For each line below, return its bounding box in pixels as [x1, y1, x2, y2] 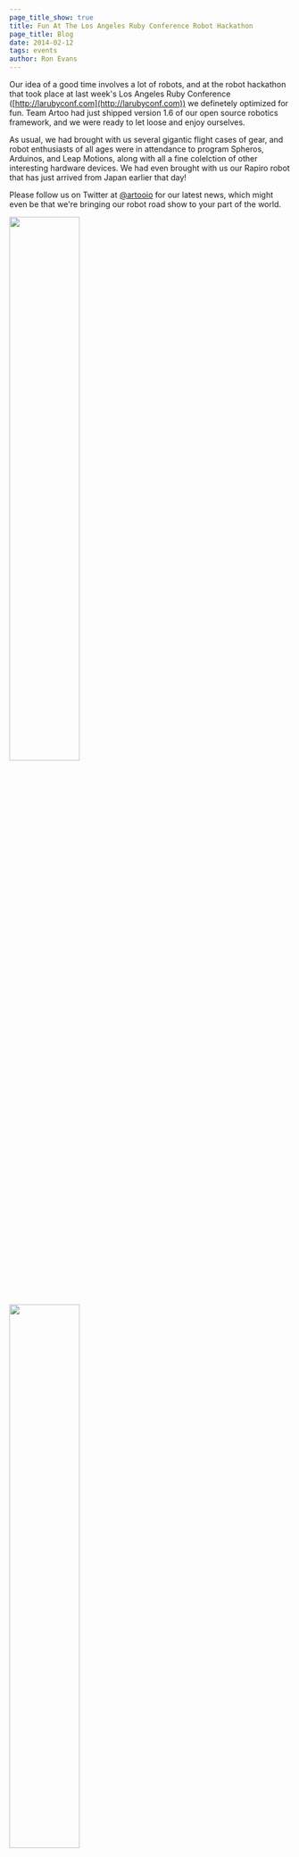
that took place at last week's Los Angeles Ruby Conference [9, 88, 231, 99]
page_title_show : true [9, 12, 94, 22]
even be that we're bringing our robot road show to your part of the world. [9, 199, 281, 210]
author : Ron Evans [9, 54, 78, 63]
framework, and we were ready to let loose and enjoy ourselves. [9, 117, 245, 128]
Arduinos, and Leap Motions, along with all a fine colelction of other [9, 153, 258, 163]
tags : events [9, 46, 58, 55]
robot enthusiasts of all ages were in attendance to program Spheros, [9, 144, 265, 154]
